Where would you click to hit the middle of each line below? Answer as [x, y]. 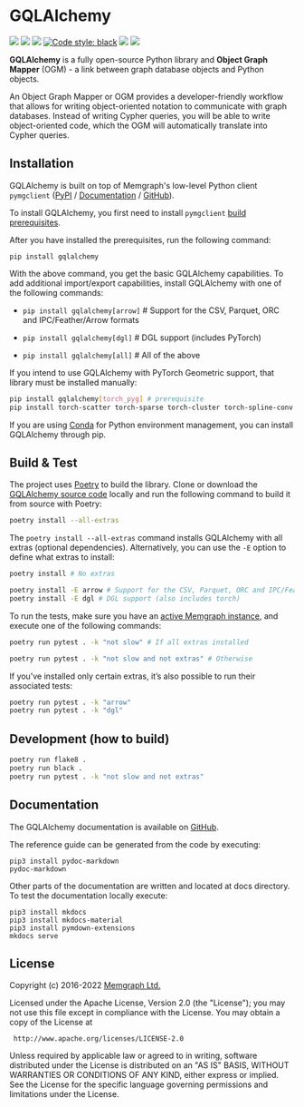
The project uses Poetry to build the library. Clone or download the [133, 485]
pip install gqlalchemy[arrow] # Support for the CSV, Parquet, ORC [151, 310]
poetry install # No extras [62, 574]
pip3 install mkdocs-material [66, 920]
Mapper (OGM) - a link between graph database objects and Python [137, 69]
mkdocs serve [34, 936]
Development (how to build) [90, 739]
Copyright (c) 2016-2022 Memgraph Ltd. [85, 985]
